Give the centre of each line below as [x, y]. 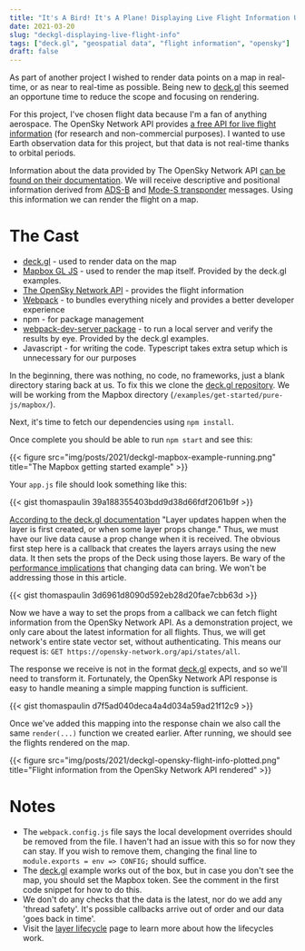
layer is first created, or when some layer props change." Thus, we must [144, 530]
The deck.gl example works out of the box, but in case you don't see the [158, 870]
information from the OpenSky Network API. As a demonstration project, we [151, 622]
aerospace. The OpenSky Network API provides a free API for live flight [143, 124]
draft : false [34, 52]
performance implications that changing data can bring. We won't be [138, 568]
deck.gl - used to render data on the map [99, 262]
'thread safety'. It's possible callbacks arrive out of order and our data [153, 909]
